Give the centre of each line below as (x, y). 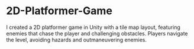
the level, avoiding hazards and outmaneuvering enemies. (76, 40)
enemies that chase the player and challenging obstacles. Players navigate (97, 33)
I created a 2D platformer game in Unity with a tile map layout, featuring (93, 27)
